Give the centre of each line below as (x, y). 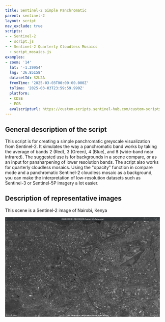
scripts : (14, 31)
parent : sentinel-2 (25, 15)
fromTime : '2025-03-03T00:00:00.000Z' (49, 83)
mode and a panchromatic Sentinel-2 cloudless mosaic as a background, (79, 173)
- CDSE (16, 98)
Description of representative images (63, 198)
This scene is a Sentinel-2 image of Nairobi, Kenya (56, 210)
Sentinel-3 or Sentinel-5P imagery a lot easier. (52, 183)
